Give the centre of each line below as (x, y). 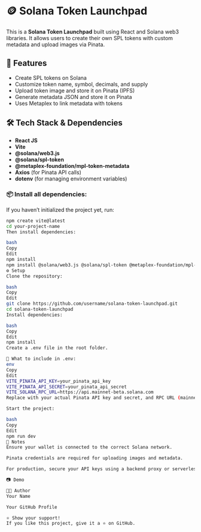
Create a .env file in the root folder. (57, 348)
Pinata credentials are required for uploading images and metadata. (95, 458)
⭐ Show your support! (33, 518)
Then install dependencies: (41, 232)
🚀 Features (27, 63)
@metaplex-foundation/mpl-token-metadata (72, 166)
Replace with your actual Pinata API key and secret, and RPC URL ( (93, 398)
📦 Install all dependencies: (47, 194)
